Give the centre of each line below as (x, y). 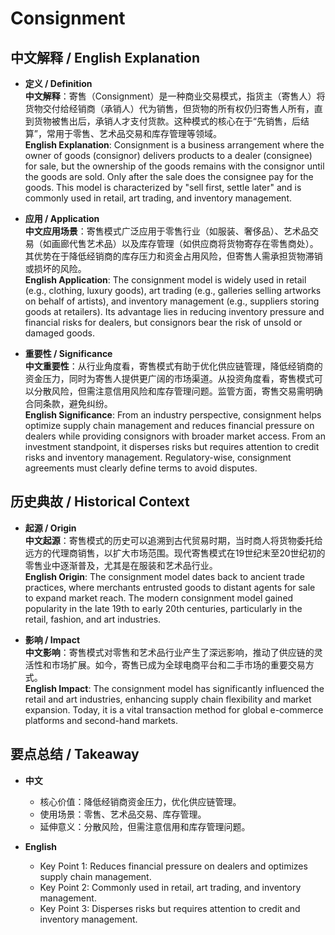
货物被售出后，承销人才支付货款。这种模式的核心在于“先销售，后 (167, 121)
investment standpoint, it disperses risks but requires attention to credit (172, 446)
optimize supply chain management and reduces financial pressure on (169, 425)
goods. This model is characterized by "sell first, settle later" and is (163, 187)
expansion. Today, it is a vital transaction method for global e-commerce (174, 709)
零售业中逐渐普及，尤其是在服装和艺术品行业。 (121, 565)
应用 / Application (62, 218)
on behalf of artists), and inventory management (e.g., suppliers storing (172, 301)
